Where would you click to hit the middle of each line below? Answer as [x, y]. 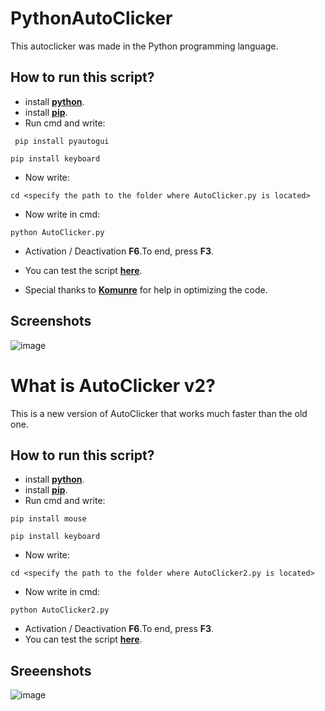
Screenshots [51, 321]
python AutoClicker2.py [60, 610]
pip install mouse [48, 519]
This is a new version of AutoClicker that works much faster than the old [159, 413]
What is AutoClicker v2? [113, 385]
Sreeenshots [51, 670]
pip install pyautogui [62, 141]
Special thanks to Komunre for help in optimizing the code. [146, 289]
